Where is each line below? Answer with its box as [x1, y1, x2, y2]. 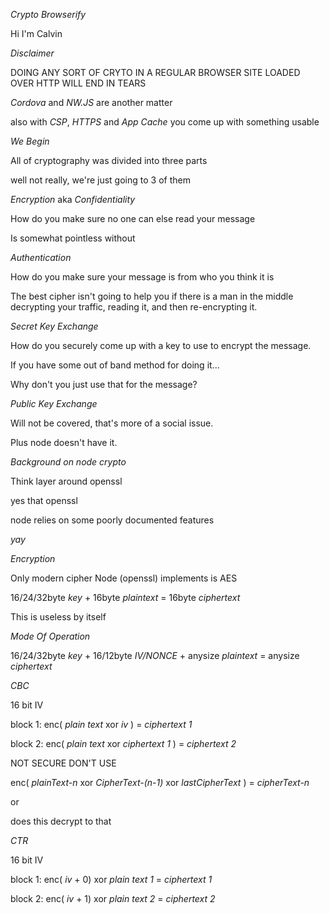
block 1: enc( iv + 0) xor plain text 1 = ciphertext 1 [10, 874, 213, 885]
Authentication [10, 252, 72, 263]
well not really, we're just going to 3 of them [10, 174, 191, 186]
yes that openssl [10, 495, 78, 506]
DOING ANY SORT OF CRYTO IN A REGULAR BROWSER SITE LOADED [10, 67, 301, 78]
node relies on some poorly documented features [10, 514, 215, 526]
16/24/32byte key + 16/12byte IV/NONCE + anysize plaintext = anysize [10, 650, 300, 661]
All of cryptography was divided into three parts [10, 155, 208, 166]
